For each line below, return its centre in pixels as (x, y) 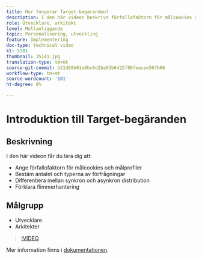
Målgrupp (25, 206)
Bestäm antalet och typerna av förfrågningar (70, 174)
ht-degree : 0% (24, 85)
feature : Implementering (37, 40)
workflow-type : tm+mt (33, 73)
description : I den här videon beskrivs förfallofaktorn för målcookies (99, 17)
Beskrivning (29, 142)
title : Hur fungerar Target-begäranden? (58, 12)
